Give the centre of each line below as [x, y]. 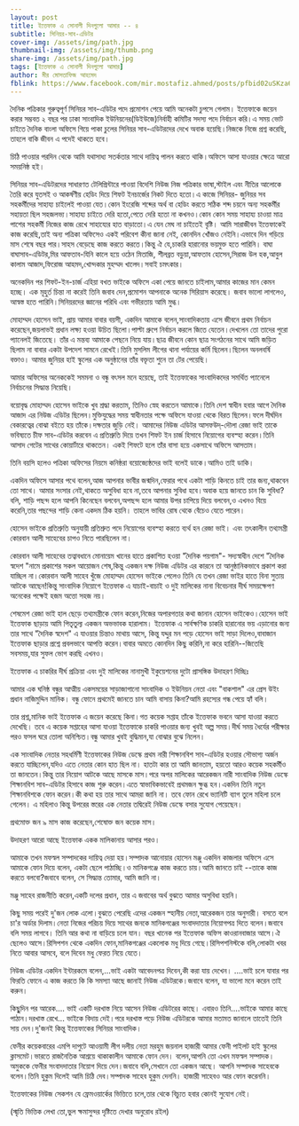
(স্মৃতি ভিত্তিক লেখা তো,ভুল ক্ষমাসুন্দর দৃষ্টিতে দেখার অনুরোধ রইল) [90, 1111]
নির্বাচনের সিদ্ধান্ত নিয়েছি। [42, 387]
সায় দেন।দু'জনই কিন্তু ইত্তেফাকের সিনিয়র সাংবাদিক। [76, 1028]
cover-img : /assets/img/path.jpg [72, 42]
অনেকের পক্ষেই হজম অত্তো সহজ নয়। [58, 595]
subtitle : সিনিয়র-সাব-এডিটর [52, 34]
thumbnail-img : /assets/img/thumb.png [82, 51]
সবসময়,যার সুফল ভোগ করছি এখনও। [58, 653]
